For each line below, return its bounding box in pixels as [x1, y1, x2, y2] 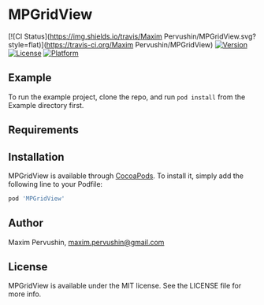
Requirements [8, 124, 79, 137]
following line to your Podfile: [8, 179, 103, 188]
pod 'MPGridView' [8, 195, 65, 203]
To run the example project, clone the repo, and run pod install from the [8, 92, 246, 102]
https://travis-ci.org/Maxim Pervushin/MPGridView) [46, 39, 214, 49]
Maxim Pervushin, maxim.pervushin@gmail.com [8, 237, 165, 247]
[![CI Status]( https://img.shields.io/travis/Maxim [8, 32, 163, 41]
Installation [8, 150, 65, 163]
